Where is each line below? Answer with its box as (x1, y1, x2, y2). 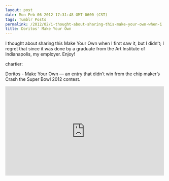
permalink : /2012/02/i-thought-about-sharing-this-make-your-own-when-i (5, 21, 162, 27)
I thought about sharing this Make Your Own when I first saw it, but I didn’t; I (5, 40, 164, 46)
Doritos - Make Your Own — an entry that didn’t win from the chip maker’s (5, 71, 160, 77)
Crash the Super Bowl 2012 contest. (5, 76, 81, 82)
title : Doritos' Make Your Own (5, 26, 72, 32)
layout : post (5, 7, 33, 13)
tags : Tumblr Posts (5, 17, 47, 22)
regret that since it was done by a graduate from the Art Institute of (5, 46, 146, 52)
